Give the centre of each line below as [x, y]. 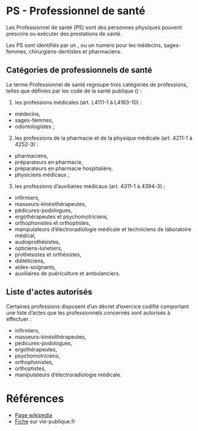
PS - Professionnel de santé [76, 11]
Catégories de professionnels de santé [79, 70]
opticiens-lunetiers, [39, 248]
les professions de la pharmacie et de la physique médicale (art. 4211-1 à [103, 138]
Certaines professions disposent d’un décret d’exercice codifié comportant [98, 306]
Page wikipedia [33, 415]
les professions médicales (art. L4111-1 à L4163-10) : [78, 102]
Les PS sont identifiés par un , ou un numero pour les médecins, [84, 45]
